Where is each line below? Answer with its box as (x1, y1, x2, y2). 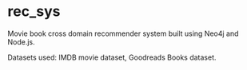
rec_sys (7, 2, 61, 21)
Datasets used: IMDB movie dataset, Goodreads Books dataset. (7, 52, 217, 62)
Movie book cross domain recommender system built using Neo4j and (7, 29, 239, 38)
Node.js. (7, 37, 35, 46)
